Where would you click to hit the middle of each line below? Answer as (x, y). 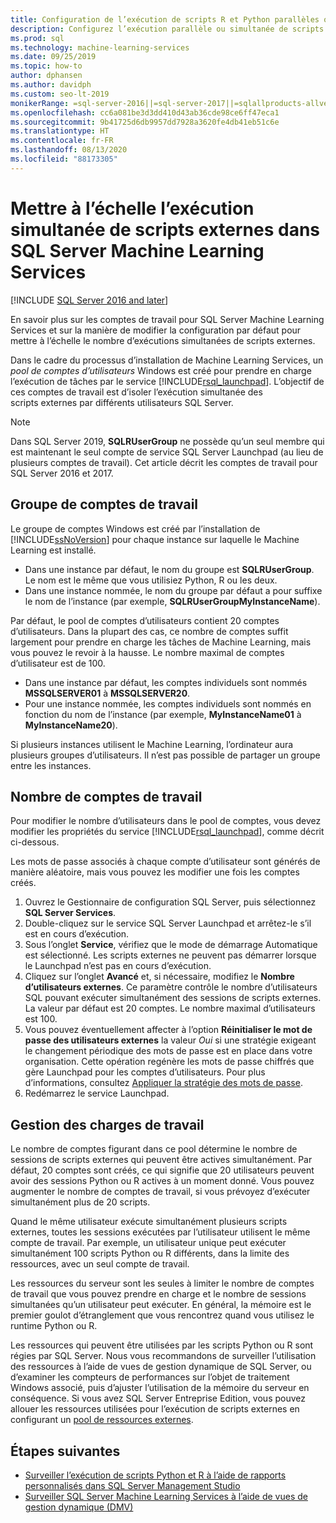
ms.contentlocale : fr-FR (62, 141)
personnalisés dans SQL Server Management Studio (132, 1485)
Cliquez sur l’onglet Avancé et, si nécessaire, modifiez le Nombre (159, 977)
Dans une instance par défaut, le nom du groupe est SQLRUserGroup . (169, 569)
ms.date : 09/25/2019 (53, 57)
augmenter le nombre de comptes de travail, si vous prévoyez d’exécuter (160, 1192)
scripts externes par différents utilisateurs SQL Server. (122, 402)
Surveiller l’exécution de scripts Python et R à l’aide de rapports (155, 1475)
